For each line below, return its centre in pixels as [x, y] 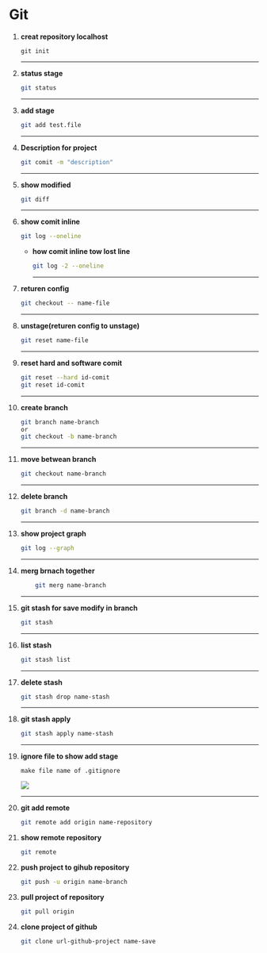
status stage [42, 73]
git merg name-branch [71, 585]
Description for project [59, 148]
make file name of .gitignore [71, 771]
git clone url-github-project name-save [88, 941]
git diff [35, 199]
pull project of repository [62, 897]
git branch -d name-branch [65, 511]
